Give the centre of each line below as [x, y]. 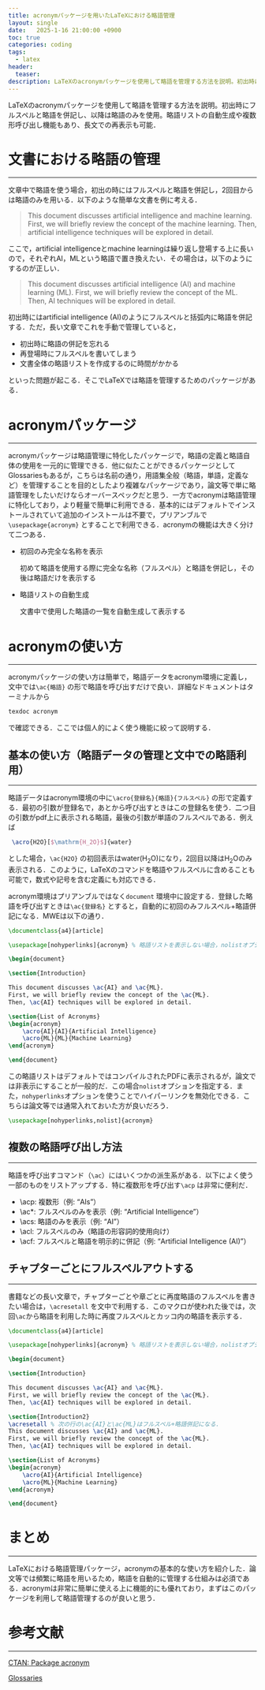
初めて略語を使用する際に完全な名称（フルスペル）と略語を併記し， [130, 568]
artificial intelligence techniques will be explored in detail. [121, 233]
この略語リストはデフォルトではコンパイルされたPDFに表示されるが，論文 [129, 1076]
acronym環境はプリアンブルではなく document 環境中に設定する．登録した [127, 896]
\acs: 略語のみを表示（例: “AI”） [71, 1221]
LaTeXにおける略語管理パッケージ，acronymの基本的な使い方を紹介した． [129, 1569]
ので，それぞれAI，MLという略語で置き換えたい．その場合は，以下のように [131, 259]
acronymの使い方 [65, 646]
